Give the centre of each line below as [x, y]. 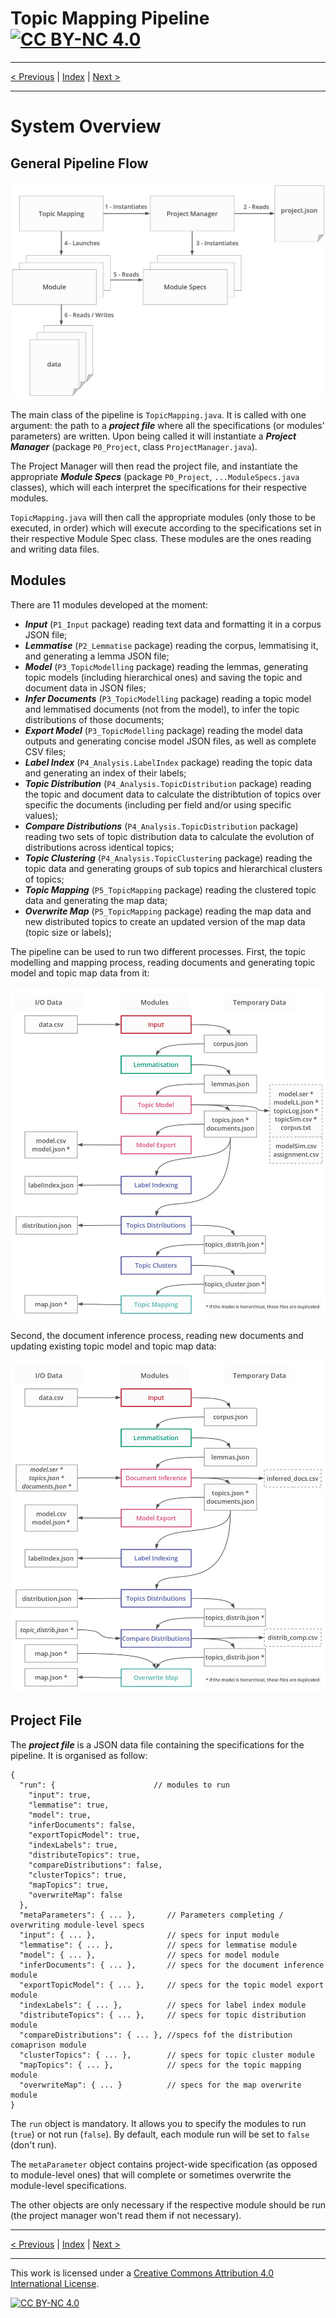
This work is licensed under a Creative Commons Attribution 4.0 [142, 2273]
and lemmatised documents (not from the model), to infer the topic [162, 709]
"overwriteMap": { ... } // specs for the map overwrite [160, 2085]
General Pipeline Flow [79, 163]
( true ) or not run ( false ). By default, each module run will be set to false [160, 2134]
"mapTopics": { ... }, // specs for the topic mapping [160, 2065]
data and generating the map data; [96, 900]
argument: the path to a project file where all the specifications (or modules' [167, 425]
